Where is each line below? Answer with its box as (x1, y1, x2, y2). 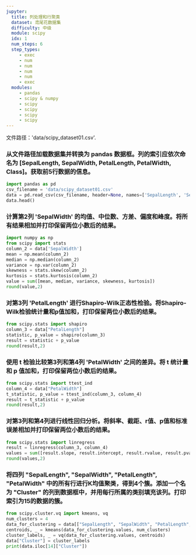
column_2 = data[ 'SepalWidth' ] (6, 246, 82, 251)
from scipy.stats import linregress (6, 439, 95, 445)
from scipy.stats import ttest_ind (6, 380, 93, 386)
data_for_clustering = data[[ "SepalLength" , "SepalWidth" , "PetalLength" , (6, 522, 192, 528)
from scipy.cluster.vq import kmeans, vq (6, 511, 108, 516)
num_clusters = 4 (6, 516, 48, 522)
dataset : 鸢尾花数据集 (11, 19, 61, 25)
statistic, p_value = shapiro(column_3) (6, 332, 106, 338)
